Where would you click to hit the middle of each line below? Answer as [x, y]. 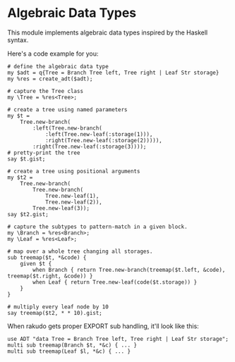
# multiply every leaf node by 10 [58, 307]
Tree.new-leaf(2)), [73, 202]
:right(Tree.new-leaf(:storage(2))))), [103, 140]
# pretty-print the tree [44, 153]
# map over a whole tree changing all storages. [80, 251]
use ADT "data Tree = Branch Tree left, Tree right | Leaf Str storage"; [118, 339]
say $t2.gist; [28, 214]
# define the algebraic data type [58, 66]
